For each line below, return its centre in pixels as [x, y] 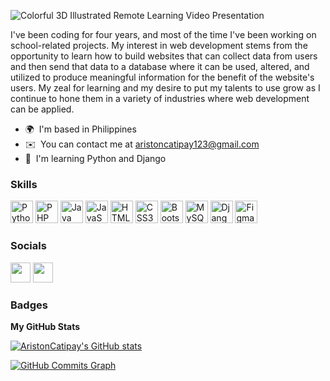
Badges [29, 305]
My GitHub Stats [45, 326]
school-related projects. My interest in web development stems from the [159, 45]
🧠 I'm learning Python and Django [95, 158]
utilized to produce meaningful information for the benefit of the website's [162, 77]
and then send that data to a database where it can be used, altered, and [160, 66]
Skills [24, 184]
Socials [28, 246]
